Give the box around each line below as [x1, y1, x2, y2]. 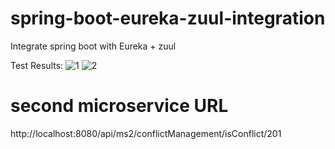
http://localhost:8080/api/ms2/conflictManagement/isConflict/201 [10, 127, 282, 139]
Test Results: [10, 59, 64, 71]
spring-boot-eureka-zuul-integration [10, 7, 326, 30]
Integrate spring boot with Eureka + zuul [10, 40, 177, 52]
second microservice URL [10, 95, 229, 117]
